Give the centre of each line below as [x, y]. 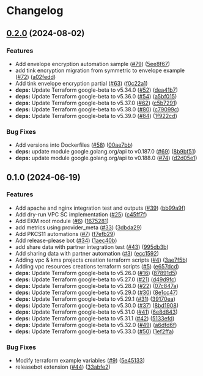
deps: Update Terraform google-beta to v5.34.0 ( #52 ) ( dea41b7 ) [97, 90]
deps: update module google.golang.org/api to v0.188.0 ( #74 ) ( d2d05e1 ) [106, 158]
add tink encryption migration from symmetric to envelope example [100, 70]
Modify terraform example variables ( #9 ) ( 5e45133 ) [80, 361]
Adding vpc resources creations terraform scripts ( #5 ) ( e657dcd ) [97, 266]
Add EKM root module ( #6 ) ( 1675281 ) [62, 221]
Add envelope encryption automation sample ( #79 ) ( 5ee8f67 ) [92, 64]
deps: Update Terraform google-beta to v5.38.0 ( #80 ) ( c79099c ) [97, 109]
